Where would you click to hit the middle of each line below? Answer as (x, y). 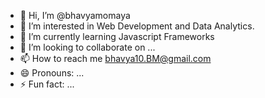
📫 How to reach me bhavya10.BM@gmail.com (115, 58)
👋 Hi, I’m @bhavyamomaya (75, 15)
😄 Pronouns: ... (52, 73)
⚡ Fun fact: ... (47, 84)
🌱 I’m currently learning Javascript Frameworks (117, 36)
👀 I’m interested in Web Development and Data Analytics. (137, 26)
